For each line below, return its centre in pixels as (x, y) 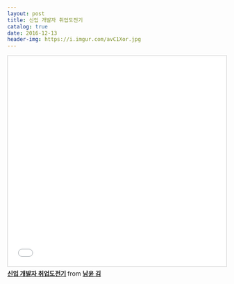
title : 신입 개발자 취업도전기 (45, 20)
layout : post (26, 14)
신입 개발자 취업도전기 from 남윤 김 (54, 274)
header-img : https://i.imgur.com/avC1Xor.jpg (74, 40)
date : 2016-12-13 (32, 33)
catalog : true (28, 26)
